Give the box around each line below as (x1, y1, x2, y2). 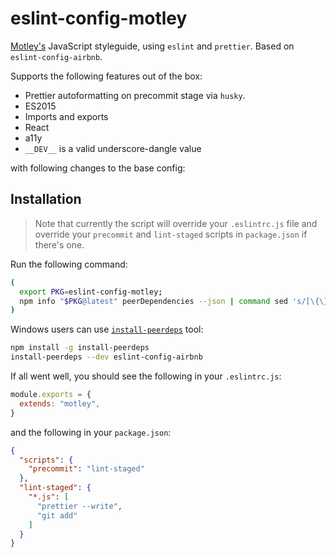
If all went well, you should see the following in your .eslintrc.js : (10, 370, 282, 382)
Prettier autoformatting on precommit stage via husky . (24, 89, 246, 101)
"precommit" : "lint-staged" (28, 464, 145, 474)
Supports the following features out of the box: (10, 70, 203, 82)
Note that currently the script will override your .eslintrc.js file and (34, 217, 318, 229)
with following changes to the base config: (10, 162, 186, 174)
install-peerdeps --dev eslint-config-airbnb (10, 352, 203, 362)
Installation (10, 191, 82, 208)
